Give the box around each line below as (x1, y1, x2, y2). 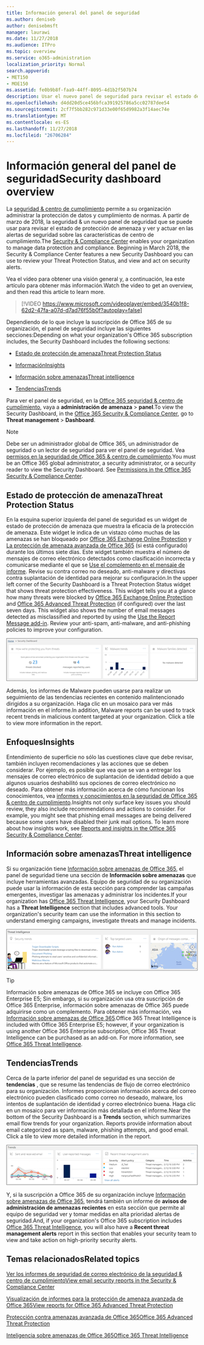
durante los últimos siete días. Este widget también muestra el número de (6, 548, 190, 555)
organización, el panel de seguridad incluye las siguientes (6, 325, 151, 332)
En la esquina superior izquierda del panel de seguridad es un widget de (6, 516, 187, 523)
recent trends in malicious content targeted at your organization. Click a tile (6, 713, 195, 720)
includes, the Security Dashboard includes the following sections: (6, 338, 171, 345)
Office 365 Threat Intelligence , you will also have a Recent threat (6, 1223, 169, 1230)
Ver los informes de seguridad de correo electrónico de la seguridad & (6, 1270, 183, 1277)
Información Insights (15, 362, 66, 369)
